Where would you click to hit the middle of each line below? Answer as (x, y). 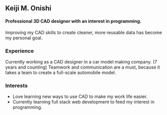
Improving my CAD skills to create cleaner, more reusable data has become (84, 32)
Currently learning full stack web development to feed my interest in (83, 102)
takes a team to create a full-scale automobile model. (61, 72)
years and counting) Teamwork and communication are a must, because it (83, 67)
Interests (16, 85)
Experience (19, 51)
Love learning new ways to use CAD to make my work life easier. (80, 97)
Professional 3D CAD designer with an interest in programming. (73, 21)
